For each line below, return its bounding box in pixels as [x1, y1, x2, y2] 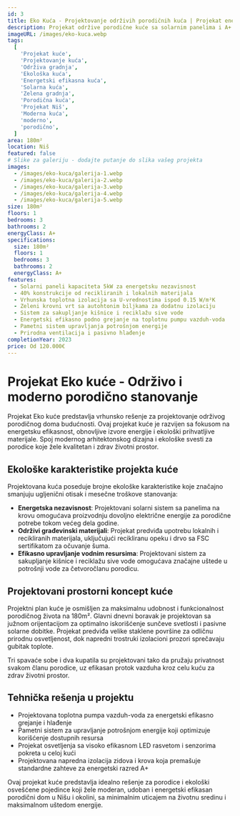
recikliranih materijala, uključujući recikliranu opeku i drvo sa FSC [17, 534, 209, 543]
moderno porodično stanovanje [7, 389, 199, 404]
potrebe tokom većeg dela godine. [17, 519, 119, 527]
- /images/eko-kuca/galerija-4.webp [14, 190, 123, 197]
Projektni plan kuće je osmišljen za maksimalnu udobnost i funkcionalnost [7, 604, 224, 612]
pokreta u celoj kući [17, 748, 76, 757]
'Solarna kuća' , [20, 84, 69, 91]
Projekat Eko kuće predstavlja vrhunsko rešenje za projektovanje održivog [7, 412, 226, 421]
